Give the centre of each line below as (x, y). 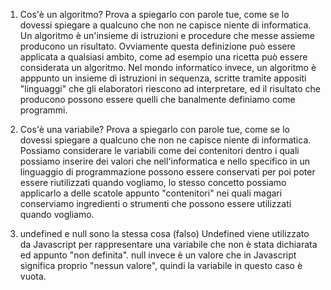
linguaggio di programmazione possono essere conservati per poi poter (167, 172)
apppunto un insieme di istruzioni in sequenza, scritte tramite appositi (163, 78)
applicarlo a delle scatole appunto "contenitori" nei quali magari (151, 193)
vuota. (33, 276)
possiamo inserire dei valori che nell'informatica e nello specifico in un (165, 161)
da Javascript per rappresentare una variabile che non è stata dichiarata (168, 244)
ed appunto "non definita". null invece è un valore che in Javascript (158, 255)
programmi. (43, 110)
